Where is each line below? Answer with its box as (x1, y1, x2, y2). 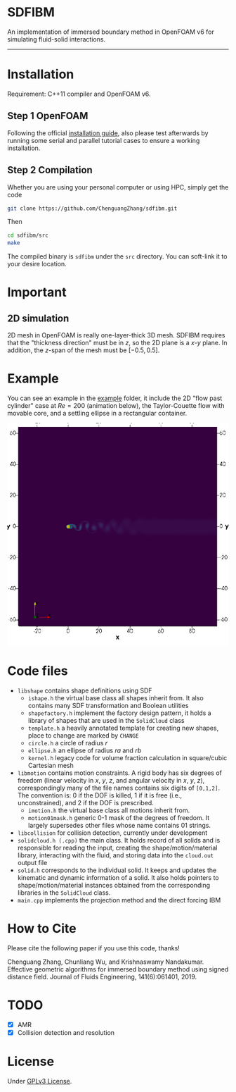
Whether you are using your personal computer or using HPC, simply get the (7, 182, 229, 191)
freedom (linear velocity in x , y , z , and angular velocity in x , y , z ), (17, 776, 205, 784)
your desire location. (7, 260, 67, 268)
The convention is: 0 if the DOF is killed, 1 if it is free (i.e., (17, 791, 183, 800)
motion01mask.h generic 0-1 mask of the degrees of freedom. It (27, 814, 210, 821)
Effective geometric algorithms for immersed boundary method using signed (7, 964, 229, 973)
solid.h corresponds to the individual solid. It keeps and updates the (17, 866, 217, 874)
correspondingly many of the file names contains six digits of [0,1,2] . (17, 783, 220, 792)
